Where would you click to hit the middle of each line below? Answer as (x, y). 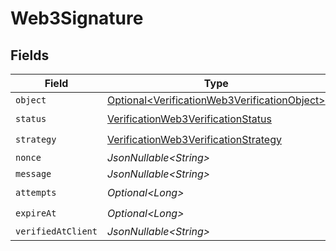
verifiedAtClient (56, 231)
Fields (30, 55)
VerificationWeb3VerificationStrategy (194, 139)
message (33, 173)
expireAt (36, 213)
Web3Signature (77, 18)
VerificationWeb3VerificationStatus (189, 119)
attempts (36, 192)
